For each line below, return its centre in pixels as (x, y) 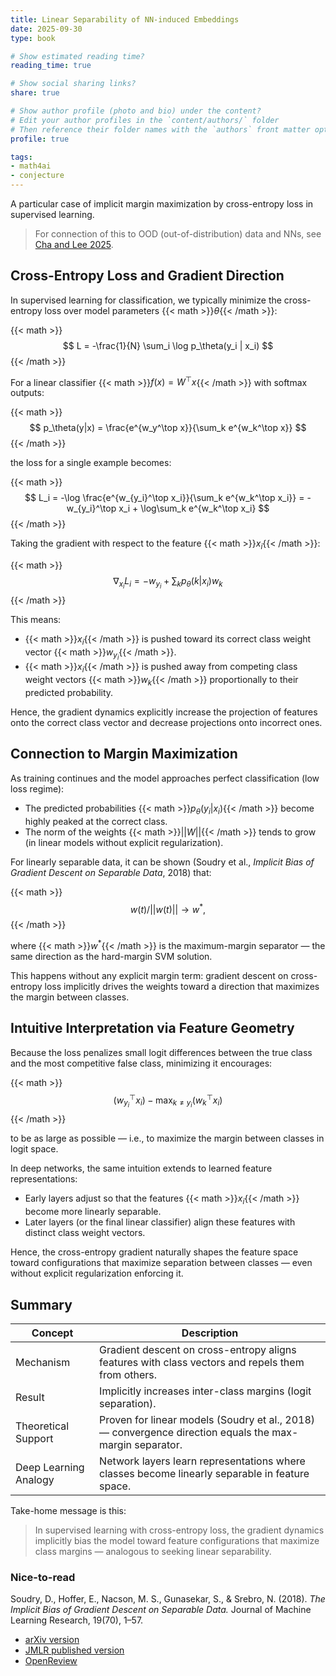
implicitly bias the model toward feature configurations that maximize (177, 1541)
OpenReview (51, 1661)
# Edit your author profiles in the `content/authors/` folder (145, 120)
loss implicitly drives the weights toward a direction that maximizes (182, 986)
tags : (21, 157)
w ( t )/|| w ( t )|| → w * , (168, 908)
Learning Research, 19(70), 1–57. (77, 1620)
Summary (41, 1304)
